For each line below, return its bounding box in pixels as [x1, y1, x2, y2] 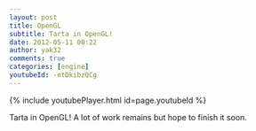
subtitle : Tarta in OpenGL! [9, 29, 114, 38]
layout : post [9, 12, 58, 22]
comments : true [9, 54, 66, 63]
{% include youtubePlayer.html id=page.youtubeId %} [9, 95, 207, 105]
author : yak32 [9, 46, 62, 55]
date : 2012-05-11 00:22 [9, 37, 98, 47]
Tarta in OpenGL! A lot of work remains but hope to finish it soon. [9, 112, 247, 122]
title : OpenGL [9, 21, 62, 30]
